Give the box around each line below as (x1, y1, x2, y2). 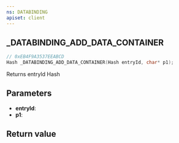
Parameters (6, 88, 52, 99)
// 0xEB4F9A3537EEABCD (6, 53, 64, 60)
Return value (6, 129, 56, 139)
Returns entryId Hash (6, 71, 60, 78)
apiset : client (6, 15, 45, 21)
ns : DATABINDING (6, 9, 48, 15)
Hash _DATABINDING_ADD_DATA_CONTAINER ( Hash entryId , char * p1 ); (6, 60, 174, 66)
